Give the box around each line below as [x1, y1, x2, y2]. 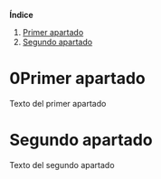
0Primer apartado [9, 69, 147, 89]
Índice [9, 10, 33, 20]
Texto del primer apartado [9, 98, 107, 108]
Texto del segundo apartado [9, 159, 115, 170]
